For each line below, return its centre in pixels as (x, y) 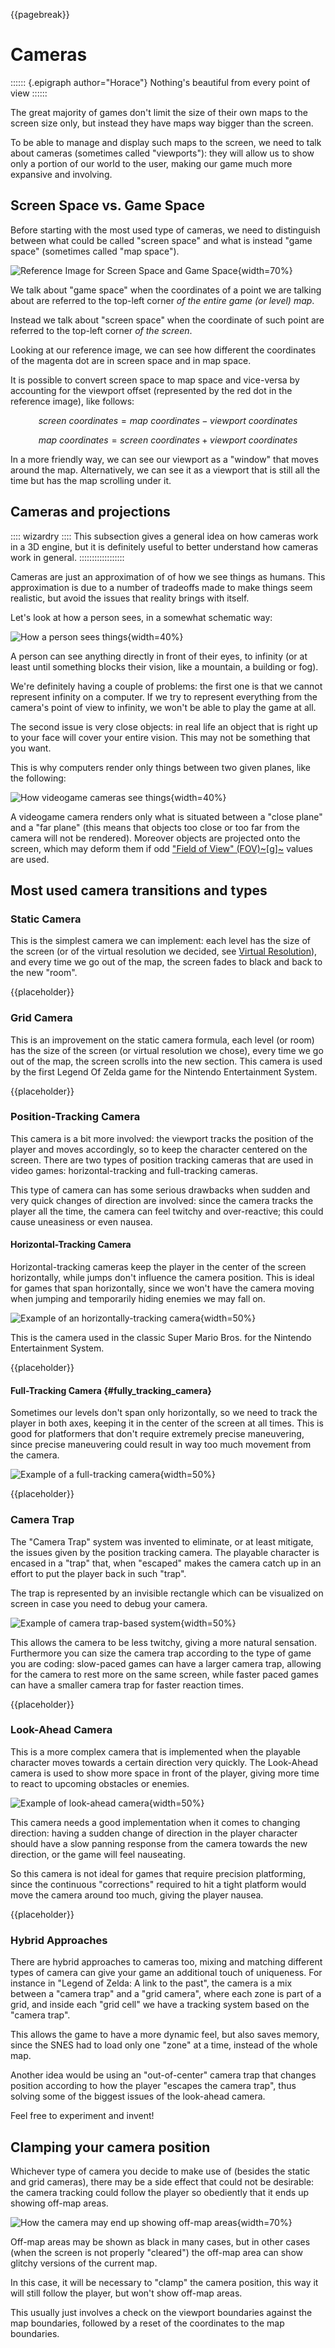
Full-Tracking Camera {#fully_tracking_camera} (111, 1390)
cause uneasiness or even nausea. (81, 1221)
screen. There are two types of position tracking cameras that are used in (162, 1160)
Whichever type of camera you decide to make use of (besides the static (160, 2171)
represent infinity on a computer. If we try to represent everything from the (164, 696)
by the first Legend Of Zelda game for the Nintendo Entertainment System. (164, 1071)
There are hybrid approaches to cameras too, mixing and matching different (166, 1962)
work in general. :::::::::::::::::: (67, 557)
